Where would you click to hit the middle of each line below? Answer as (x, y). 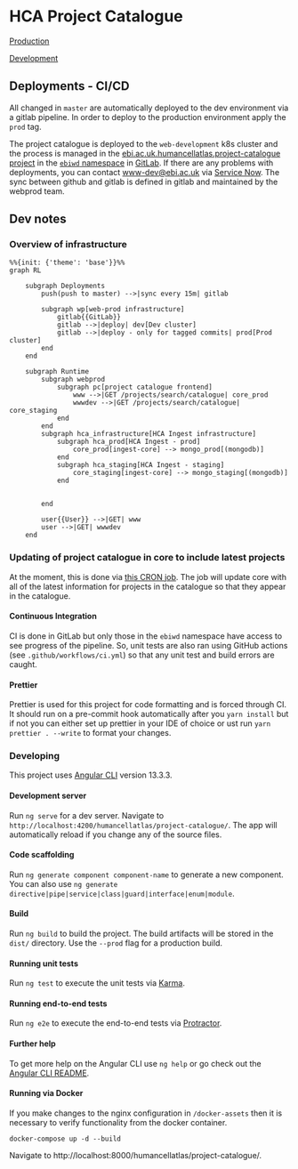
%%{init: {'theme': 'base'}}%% (67, 263)
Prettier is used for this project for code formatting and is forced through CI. (148, 705)
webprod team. (37, 191)
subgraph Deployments (65, 286)
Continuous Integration (53, 617)
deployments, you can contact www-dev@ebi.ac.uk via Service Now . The (145, 172)
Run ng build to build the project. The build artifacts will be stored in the (141, 934)
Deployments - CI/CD (69, 86)
